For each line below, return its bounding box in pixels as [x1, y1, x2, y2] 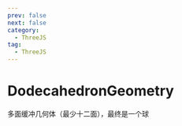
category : [7, 26, 40, 34]
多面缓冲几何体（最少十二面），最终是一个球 [7, 109, 149, 118]
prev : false [7, 11, 46, 20]
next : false [7, 19, 46, 27]
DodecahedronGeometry [7, 82, 174, 100]
